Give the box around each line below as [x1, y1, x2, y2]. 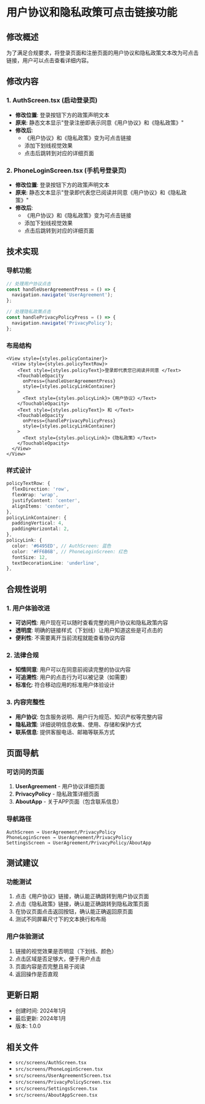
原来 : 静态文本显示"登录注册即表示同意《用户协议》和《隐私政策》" [15, 118, 184, 126]
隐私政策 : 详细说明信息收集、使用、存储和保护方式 [15, 721, 142, 728]
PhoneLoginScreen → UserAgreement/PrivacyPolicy [6, 834, 132, 840]
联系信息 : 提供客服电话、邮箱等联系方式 [15, 728, 115, 736]
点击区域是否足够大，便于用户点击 [15, 955, 101, 962]
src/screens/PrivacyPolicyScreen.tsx [15, 1079, 112, 1086]
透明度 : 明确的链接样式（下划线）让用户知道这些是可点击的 [15, 626, 163, 634]
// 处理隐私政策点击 [6, 309, 51, 315]
